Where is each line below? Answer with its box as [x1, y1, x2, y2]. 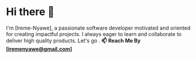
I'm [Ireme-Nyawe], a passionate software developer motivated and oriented [6, 24, 191, 31]
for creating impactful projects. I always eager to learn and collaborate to [6, 30, 182, 37]
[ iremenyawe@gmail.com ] [6, 45, 72, 52]
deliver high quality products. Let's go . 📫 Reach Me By [6, 37, 141, 44]
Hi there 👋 [6, 5, 54, 19]
